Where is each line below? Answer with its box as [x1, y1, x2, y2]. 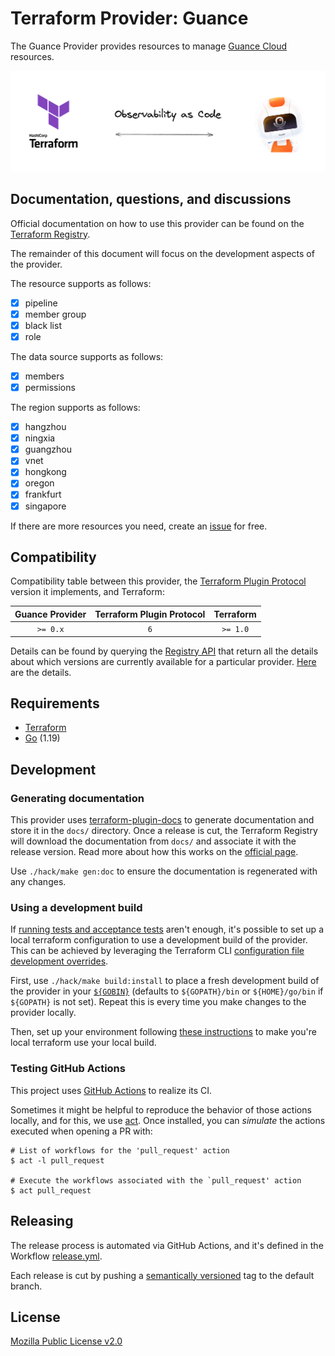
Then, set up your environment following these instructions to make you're [10, 1026, 317, 1038]
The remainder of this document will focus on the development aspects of [10, 247, 315, 259]
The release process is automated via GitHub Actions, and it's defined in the [10, 1239, 324, 1251]
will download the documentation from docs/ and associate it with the [10, 835, 297, 847]
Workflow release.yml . [10, 1250, 103, 1262]
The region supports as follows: [10, 402, 141, 414]
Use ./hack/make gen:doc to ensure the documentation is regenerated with [10, 865, 318, 877]
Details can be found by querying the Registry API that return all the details [10, 645, 319, 657]
